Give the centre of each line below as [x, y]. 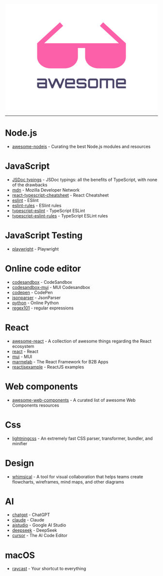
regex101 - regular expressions [43, 308]
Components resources [35, 405]
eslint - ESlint [25, 200]
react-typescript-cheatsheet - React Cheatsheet [60, 195]
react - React [25, 351]
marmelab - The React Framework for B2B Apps [60, 361]
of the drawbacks [30, 185]
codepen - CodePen [32, 292]
